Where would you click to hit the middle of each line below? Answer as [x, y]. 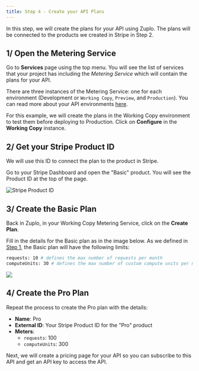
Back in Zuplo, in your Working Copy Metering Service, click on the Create [97, 223]
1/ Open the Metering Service [61, 54]
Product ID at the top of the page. [47, 179]
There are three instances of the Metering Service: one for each [84, 92]
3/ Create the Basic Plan [51, 209]
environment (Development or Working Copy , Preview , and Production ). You [97, 98]
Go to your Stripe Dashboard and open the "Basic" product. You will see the [99, 173]
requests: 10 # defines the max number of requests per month [84, 258]
